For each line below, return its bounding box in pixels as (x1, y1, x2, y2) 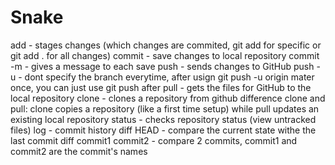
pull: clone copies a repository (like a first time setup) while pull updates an (10, 102, 320, 115)
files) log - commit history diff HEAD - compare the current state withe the (10, 124, 317, 136)
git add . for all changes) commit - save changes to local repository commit (10, 49, 320, 61)
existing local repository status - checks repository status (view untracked (10, 113, 317, 125)
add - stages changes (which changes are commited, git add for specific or (10, 39, 322, 51)
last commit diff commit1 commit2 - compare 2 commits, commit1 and (10, 134, 298, 146)
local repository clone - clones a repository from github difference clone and (10, 92, 326, 104)
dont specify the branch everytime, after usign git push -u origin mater (24, 71, 315, 83)
